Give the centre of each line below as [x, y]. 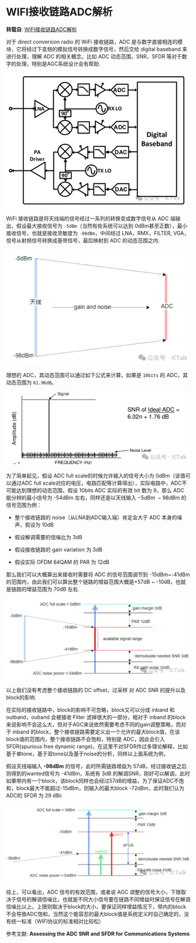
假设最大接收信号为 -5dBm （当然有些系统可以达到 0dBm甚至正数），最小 [102, 226]
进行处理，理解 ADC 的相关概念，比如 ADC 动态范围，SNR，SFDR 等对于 [94, 56]
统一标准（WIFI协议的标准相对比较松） [57, 921]
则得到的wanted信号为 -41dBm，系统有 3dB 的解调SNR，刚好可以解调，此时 [98, 774]
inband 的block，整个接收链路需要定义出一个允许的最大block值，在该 [96, 732]
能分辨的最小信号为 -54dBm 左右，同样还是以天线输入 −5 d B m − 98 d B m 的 [96, 498]
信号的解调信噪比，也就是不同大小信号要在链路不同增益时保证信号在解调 [103, 900]
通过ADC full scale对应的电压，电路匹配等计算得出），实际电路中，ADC [97, 483]
